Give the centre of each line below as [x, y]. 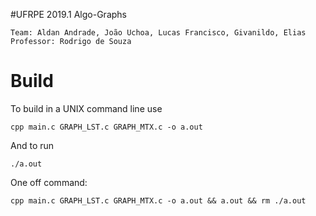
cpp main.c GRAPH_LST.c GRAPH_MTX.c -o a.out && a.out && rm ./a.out [158, 200]
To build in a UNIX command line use [86, 108]
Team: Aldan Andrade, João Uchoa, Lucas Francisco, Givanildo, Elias [158, 33]
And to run [32, 145]
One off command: [49, 182]
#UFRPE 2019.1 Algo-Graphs [68, 14]
